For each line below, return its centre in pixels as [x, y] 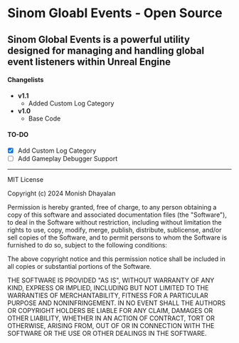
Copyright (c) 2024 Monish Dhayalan [62, 193]
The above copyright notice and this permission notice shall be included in [116, 259]
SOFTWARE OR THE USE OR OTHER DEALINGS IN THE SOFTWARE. [107, 334]
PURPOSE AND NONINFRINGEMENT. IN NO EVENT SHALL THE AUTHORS [117, 303]
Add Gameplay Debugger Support [68, 159]
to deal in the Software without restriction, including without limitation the [115, 222]
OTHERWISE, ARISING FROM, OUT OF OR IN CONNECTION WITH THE [111, 326]
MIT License [26, 180]
